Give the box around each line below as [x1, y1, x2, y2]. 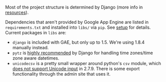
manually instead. [12, 45, 49, 50]
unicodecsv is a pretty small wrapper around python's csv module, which [12, 61, 161, 66]
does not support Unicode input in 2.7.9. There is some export [12, 66, 140, 72]
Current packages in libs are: [5, 30, 66, 35]
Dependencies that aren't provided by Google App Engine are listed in [5, 19, 149, 25]
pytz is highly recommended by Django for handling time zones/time [12, 50, 153, 56]
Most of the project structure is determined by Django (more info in [5, 4, 143, 10]
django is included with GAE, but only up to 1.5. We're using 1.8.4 [12, 39, 145, 45]
